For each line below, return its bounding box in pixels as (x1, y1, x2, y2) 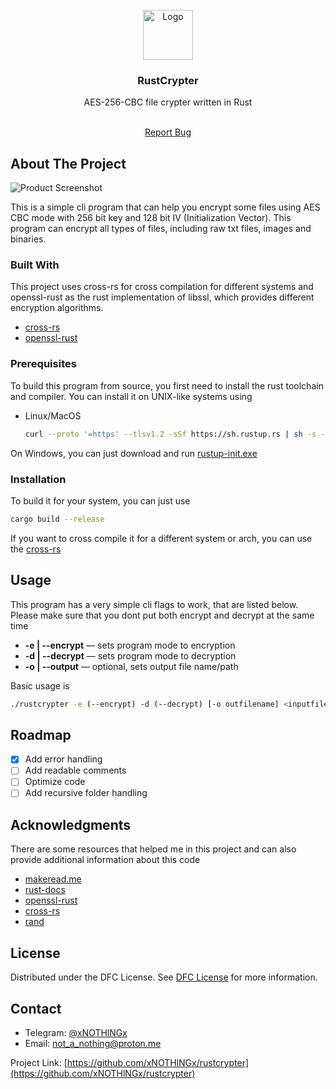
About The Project (10, 155, 127, 172)
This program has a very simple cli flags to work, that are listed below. (10, 598, 299, 610)
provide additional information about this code (10, 854, 201, 866)
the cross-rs (10, 543, 62, 555)
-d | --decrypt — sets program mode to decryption (24, 649, 237, 662)
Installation (10, 472, 67, 486)
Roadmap (10, 726, 72, 743)
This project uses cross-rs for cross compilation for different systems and (10, 281, 314, 293)
